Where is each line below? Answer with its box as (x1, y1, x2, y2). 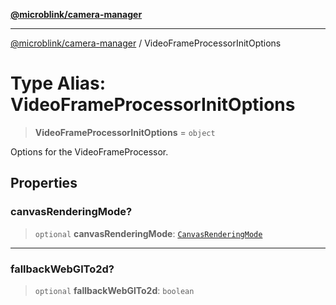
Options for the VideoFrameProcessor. (10, 145, 169, 158)
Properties (10, 175, 78, 192)
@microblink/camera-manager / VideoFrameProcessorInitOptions (10, 37, 282, 49)
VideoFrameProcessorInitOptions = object (34, 126, 216, 138)
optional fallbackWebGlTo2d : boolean (34, 284, 195, 296)
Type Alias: (10, 72, 107, 95)
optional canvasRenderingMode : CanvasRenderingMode (34, 227, 263, 239)
